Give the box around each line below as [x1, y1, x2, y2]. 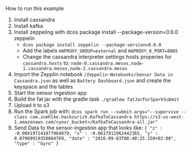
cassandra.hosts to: [22, 59, 70, 66]
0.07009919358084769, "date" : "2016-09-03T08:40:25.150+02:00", [13, 136, 176, 142]
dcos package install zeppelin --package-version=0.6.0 [22, 42, 162, 48]
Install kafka [13, 23, 43, 29]
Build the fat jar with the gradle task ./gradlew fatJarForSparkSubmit [13, 96, 179, 102]
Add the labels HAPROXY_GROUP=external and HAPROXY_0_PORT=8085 [22, 47, 179, 54]
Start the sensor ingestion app [13, 90, 87, 96]
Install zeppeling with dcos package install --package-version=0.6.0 [13, 29, 179, 36]
